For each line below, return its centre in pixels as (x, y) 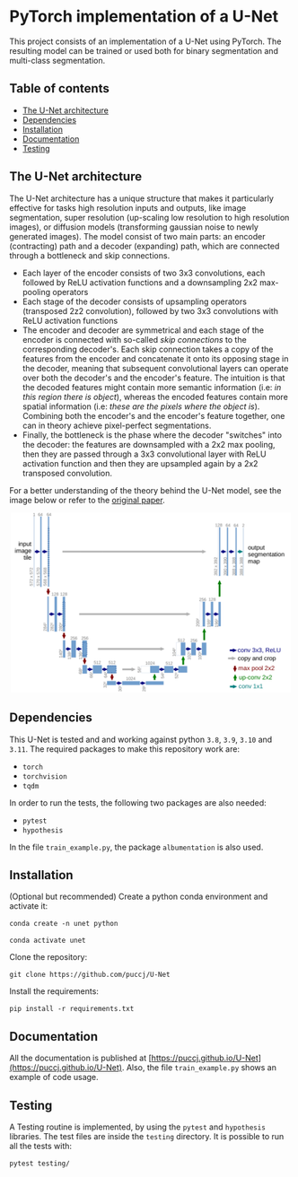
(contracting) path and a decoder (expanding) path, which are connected (145, 246)
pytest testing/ (39, 1164)
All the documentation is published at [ (81, 1058)
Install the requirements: (54, 991)
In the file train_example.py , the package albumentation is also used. (136, 847)
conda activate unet (48, 941)
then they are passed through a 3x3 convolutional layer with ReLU (144, 454)
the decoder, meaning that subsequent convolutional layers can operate (155, 368)
